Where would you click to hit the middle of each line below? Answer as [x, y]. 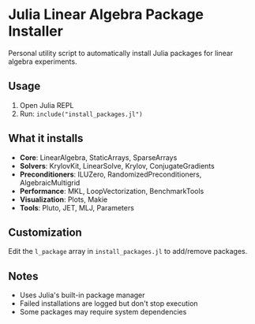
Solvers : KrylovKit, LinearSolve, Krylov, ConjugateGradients [117, 166]
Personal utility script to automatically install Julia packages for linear [121, 53]
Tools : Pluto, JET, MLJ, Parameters [77, 207]
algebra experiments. [43, 61]
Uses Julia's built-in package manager [82, 295]
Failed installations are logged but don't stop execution [109, 304]
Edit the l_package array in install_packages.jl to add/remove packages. [128, 251]
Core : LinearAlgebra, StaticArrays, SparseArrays [98, 157]
